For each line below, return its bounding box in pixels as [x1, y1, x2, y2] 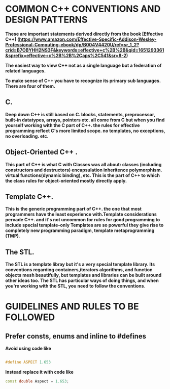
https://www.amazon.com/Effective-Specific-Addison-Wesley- [19, 36, 157, 42]
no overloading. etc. [5, 133, 49, 139]
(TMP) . [5, 233, 20, 239]
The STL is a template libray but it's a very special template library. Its [5, 261, 155, 268]
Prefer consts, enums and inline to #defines [5, 332, 146, 341]
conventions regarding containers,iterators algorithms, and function [5, 267, 153, 273]
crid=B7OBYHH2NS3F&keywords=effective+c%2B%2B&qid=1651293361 [5, 47, 164, 53]
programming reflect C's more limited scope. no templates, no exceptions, [5, 127, 165, 134]
